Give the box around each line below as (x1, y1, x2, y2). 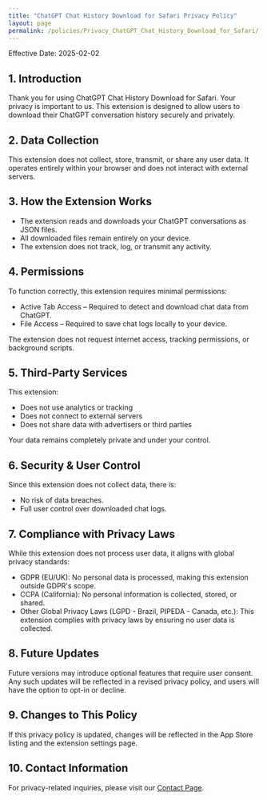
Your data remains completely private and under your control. (8, 435, 211, 445)
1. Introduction (8, 71, 82, 85)
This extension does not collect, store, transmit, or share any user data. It (8, 155, 249, 164)
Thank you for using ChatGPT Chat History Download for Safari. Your (8, 93, 236, 103)
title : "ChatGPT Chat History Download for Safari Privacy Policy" (8, 11, 238, 20)
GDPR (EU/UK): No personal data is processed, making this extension (19, 572, 249, 582)
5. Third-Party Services (8, 366, 128, 380)
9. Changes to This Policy (8, 709, 137, 722)
